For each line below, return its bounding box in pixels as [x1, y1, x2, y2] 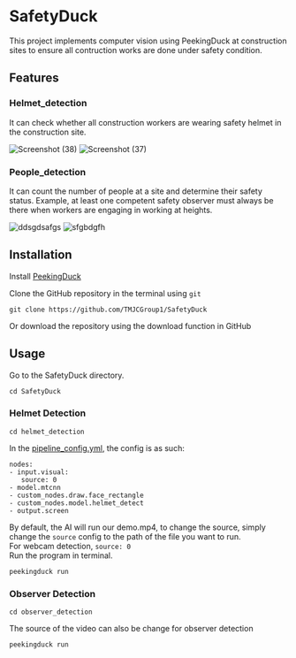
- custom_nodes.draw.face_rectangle [9, 491, 144, 500]
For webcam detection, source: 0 [9, 540, 131, 551]
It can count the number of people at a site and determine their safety [9, 186, 263, 196]
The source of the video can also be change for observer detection [9, 624, 254, 634]
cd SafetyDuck [9, 386, 62, 395]
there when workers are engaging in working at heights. [9, 204, 213, 215]
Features [9, 71, 59, 86]
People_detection [9, 165, 87, 178]
